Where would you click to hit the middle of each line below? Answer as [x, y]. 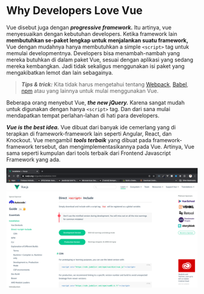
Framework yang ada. [33, 159]
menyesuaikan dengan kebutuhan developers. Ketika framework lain [92, 33]
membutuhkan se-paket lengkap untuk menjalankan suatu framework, [97, 40]
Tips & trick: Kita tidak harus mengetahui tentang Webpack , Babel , [105, 84]
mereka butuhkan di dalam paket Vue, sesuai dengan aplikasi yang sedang [100, 60]
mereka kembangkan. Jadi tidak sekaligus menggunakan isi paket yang [96, 66]
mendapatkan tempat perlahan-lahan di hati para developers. [83, 115]
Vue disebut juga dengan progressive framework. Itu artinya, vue [89, 27]
